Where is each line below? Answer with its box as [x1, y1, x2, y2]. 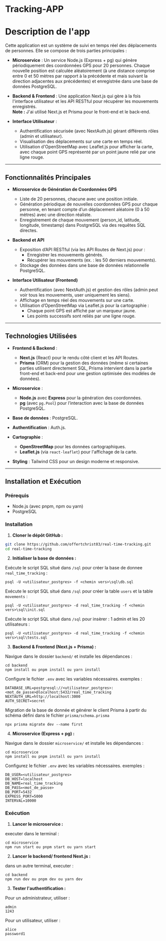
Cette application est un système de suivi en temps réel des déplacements [5, 43, 157, 48]
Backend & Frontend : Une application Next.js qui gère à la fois [12, 93, 141, 99]
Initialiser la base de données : [12, 555, 77, 561]
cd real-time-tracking [5, 546, 52, 552]
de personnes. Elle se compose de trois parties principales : [5, 48, 127, 54]
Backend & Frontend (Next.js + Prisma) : [12, 644, 96, 650]
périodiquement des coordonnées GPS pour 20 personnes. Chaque [12, 63, 150, 69]
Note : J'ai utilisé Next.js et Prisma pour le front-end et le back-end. [12, 109, 151, 115]
